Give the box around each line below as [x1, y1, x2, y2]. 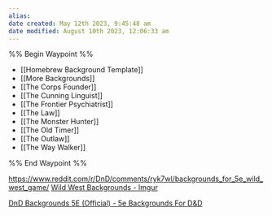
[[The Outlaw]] [20, 134, 70, 144]
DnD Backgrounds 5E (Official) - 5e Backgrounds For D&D [8, 198, 203, 208]
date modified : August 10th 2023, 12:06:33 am [8, 27, 169, 35]
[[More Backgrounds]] [20, 74, 95, 84]
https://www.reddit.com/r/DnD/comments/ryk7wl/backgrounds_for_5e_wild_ [8, 174, 264, 184]
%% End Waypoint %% [8, 158, 87, 168]
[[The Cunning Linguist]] [20, 91, 103, 101]
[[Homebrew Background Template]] [20, 65, 144, 75]
